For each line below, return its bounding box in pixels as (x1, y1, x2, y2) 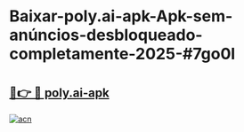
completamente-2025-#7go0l (9, 44, 236, 64)
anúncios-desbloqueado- (9, 25, 203, 45)
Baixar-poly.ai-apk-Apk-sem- (9, 6, 233, 27)
